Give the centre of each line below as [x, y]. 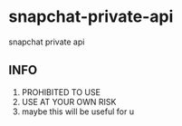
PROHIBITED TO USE [61, 92]
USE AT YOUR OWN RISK [69, 102]
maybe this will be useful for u [78, 111]
